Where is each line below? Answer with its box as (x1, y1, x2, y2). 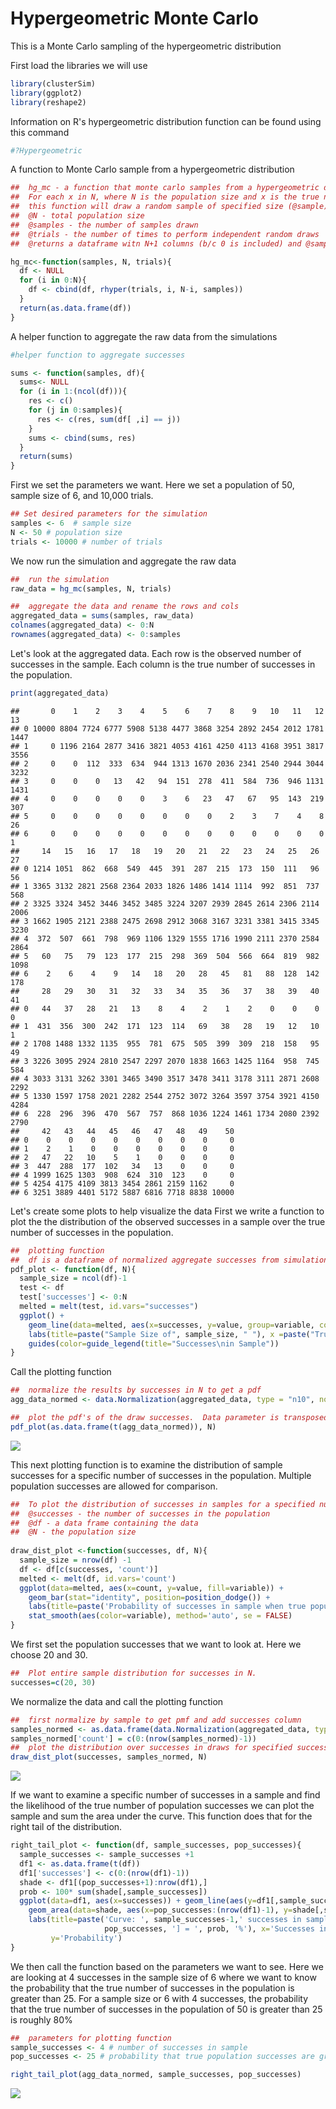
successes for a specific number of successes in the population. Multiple (10, 1469, 312, 1481)
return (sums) (19, 452, 74, 462)
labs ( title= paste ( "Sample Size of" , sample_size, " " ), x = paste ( (28, 1329, 311, 1339)
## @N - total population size (10, 211, 145, 221)
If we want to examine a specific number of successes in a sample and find (10, 1789, 321, 1801)
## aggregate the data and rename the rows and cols (10, 602, 240, 612)
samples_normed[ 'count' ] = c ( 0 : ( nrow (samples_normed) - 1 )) (10, 1733, 257, 1744)
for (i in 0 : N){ (19, 275, 87, 286)
